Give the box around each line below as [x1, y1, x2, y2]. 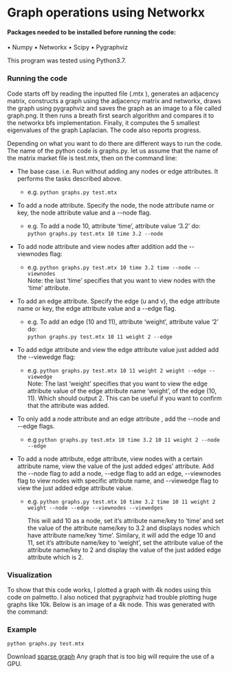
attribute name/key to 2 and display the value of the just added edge [27, 545, 221, 554]
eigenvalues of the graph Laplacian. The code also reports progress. [7, 126, 201, 134]
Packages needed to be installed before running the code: [7, 27, 177, 36]
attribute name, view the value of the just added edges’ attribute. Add [16, 462, 214, 470]
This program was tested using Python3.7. [7, 56, 126, 65]
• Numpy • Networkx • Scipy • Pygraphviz [7, 43, 129, 52]
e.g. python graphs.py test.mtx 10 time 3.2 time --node [27, 263, 191, 271]
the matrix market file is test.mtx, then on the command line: [7, 153, 177, 162]
